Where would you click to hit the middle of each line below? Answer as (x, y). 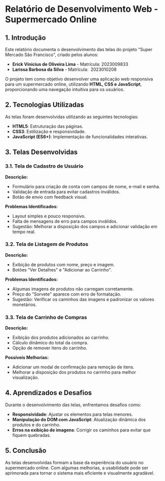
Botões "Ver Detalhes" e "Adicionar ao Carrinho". (62, 270)
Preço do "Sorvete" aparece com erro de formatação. (67, 294)
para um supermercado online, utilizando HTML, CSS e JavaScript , (73, 84)
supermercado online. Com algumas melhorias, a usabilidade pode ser (77, 468)
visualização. (26, 378)
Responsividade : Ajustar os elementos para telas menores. (72, 414)
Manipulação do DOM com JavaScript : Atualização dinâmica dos (79, 420)
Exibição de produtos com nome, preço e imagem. (63, 265)
